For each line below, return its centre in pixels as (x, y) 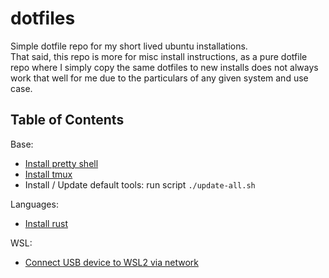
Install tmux (48, 174)
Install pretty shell (61, 163)
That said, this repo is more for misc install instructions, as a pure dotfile (159, 56)
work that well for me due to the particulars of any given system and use (159, 78)
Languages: (34, 204)
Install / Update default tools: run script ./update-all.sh (140, 184)
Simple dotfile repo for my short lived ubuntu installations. (129, 46)
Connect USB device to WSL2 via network (111, 262)
